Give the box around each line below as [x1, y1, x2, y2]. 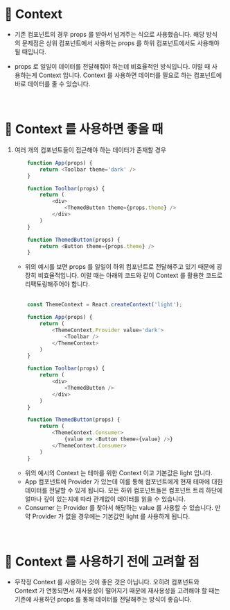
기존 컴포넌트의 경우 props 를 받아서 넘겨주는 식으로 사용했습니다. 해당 [14, 30, 205, 38]
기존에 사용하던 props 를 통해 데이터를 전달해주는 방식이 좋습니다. [14, 595, 193, 604]
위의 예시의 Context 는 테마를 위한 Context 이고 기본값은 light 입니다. [24, 468, 213, 477]
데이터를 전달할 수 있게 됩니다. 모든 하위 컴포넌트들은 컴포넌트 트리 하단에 [24, 486, 223, 494]
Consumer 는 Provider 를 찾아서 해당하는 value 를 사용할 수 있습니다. [24, 503, 213, 511]
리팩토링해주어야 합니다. [24, 280, 91, 288]
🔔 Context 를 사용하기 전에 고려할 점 [4, 554, 200, 569]
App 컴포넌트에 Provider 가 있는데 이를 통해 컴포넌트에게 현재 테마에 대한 [24, 477, 224, 486]
